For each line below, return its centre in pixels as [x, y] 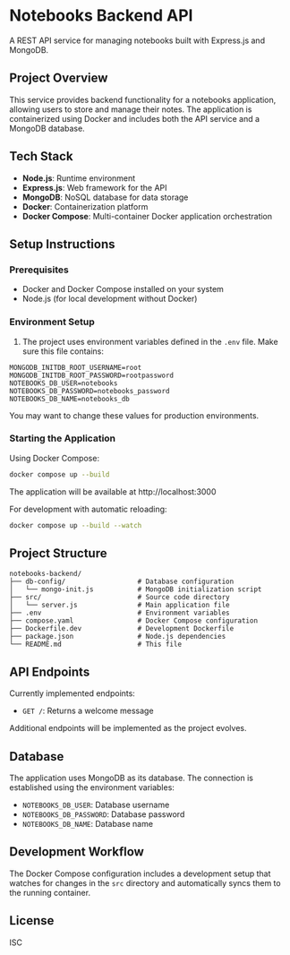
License [32, 921]
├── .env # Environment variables [119, 613]
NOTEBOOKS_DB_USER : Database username [96, 805]
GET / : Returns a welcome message [88, 711]
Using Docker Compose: [55, 458]
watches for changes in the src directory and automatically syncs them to [145, 882]
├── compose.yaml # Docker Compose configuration [133, 621]
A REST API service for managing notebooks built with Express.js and [137, 40]
